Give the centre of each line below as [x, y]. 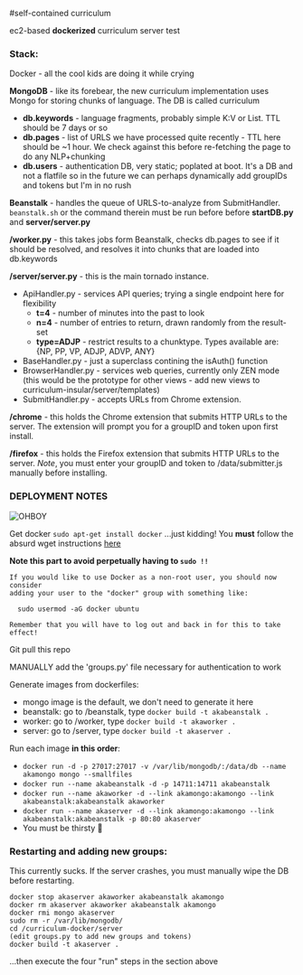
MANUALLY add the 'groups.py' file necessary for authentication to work [146, 667]
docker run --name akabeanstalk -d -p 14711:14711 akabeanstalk [146, 784]
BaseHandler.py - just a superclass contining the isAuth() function [145, 361]
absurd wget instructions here [65, 543]
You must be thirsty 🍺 [62, 828]
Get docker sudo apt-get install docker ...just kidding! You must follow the [151, 533]
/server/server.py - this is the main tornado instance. [109, 277]
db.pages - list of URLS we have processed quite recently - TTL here [151, 137]
